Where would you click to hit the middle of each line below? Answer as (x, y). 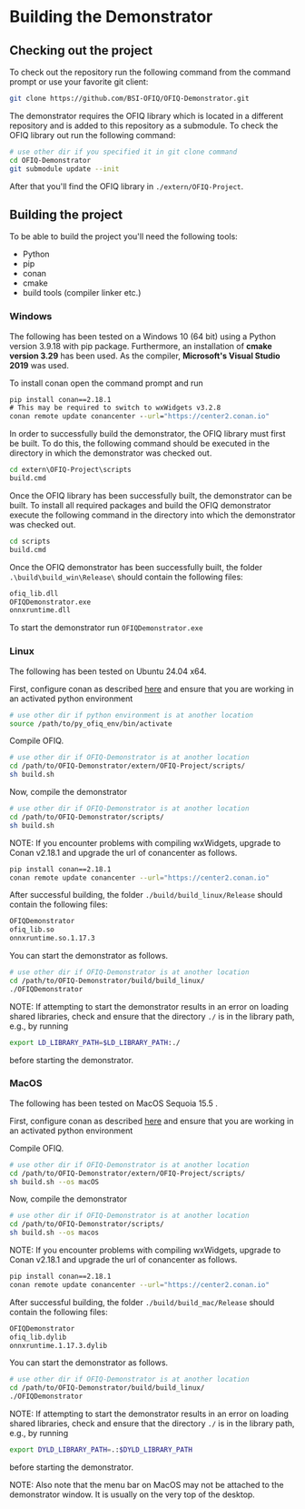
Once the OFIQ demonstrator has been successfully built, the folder (136, 567)
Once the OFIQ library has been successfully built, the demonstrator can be (151, 495)
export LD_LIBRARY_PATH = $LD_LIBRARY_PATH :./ (95, 1042)
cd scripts (30, 541)
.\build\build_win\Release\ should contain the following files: (126, 577)
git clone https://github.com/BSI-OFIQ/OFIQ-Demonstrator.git (129, 98)
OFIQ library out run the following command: (93, 135)
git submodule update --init (64, 169)
